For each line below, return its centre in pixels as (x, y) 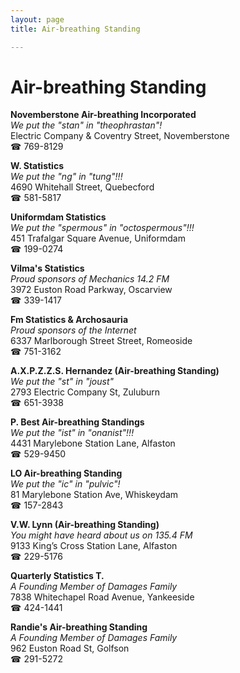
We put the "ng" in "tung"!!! (66, 177)
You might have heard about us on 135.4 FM (101, 535)
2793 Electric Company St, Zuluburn (85, 392)
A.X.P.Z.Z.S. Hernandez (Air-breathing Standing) (115, 371)
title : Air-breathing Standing (75, 29)
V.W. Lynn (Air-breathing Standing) (85, 525)
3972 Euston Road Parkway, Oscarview (91, 290)
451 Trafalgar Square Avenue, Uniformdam (98, 238)
